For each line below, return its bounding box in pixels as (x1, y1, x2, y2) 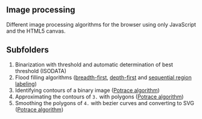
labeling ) (14, 80, 37, 87)
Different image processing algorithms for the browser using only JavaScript (6, 21, 197, 28)
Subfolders (6, 45, 49, 55)
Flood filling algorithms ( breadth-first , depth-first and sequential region (14, 74, 192, 81)
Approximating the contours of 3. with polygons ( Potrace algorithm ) (14, 93, 184, 100)
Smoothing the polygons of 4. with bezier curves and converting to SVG (14, 99, 195, 106)
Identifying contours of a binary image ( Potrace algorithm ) (14, 86, 160, 94)
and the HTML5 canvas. (6, 27, 66, 34)
